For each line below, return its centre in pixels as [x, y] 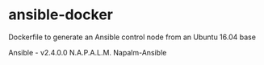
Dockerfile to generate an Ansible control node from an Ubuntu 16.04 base [132, 37]
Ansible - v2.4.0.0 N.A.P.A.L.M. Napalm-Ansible [88, 52]
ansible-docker [61, 15]
